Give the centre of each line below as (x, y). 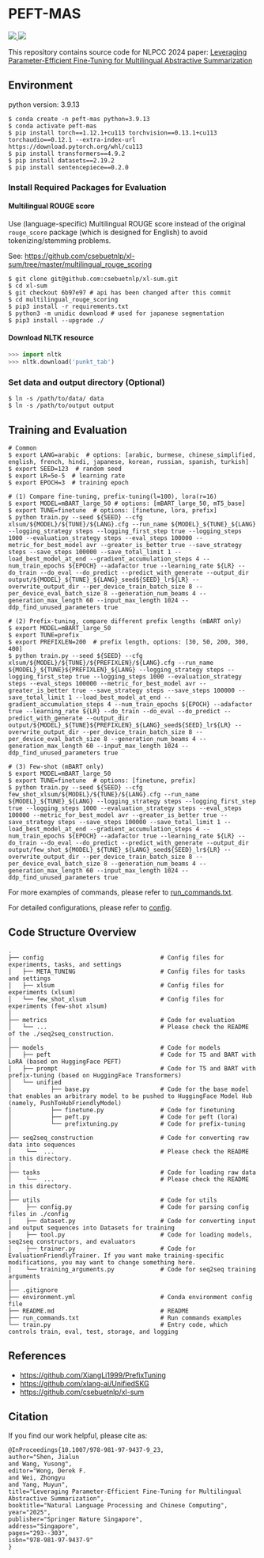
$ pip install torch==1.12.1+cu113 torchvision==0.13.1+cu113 (113, 133)
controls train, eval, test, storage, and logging (93, 1332)
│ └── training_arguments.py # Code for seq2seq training (132, 1269)
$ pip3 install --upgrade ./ (56, 320)
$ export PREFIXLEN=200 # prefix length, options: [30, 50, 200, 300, (128, 642)
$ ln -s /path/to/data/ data (56, 399)
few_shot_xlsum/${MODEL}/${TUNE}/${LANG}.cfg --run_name (104, 794)
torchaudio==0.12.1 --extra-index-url (72, 139)
